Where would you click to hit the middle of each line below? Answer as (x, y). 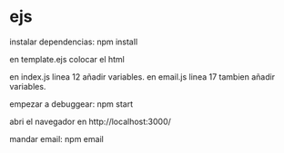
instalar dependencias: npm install (74, 42)
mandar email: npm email (57, 139)
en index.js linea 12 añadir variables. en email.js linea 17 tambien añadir (142, 76)
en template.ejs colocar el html (67, 59)
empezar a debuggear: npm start (71, 104)
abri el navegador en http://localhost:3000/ (90, 121)
